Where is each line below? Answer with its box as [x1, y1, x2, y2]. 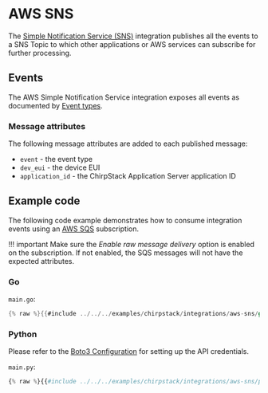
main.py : [8, 362, 36, 371]
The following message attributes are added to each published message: [8, 139, 248, 148]
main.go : [8, 294, 36, 304]
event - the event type [19, 155, 93, 164]
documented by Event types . [8, 100, 104, 110]
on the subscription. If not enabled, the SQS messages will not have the [8, 248, 243, 257]
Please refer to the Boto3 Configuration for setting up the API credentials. [8, 347, 250, 356]
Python [8, 328, 37, 340]
